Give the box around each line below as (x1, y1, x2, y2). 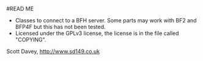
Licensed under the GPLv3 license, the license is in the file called (15, 30, 179, 37)
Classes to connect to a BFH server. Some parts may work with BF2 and (15, 17, 197, 24)
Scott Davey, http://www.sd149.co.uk (6, 48, 100, 55)
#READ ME (6, 5, 34, 12)
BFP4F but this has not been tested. (15, 24, 106, 30)
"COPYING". (15, 36, 46, 43)
